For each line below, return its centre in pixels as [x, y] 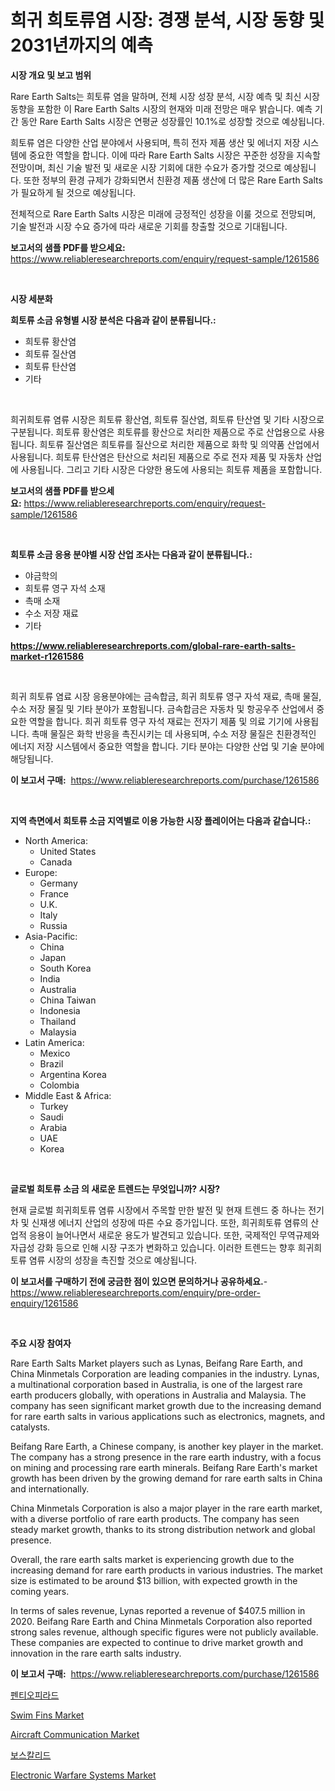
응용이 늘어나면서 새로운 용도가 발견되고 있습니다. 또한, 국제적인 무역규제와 [174, 1235]
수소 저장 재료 [51, 613]
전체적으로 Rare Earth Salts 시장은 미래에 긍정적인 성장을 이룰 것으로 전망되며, [163, 213]
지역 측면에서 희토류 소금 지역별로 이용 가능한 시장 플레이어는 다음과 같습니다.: [161, 820]
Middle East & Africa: [68, 1095]
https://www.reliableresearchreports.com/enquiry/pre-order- [135, 1292]
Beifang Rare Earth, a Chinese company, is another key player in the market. [167, 1446]
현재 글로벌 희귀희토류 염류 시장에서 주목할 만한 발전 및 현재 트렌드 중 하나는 [158, 1210]
